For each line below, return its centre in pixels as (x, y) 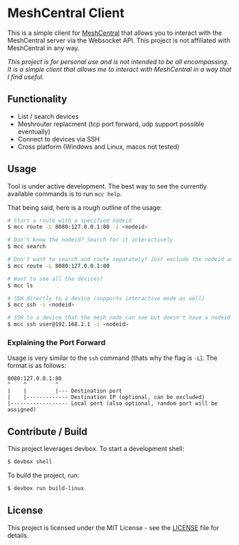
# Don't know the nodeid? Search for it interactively (90, 240)
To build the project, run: (43, 475)
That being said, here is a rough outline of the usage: (85, 207)
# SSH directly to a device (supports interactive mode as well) (106, 298)
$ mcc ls (20, 285)
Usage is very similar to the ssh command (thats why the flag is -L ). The (113, 358)
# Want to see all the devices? (55, 279)
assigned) (22, 410)
